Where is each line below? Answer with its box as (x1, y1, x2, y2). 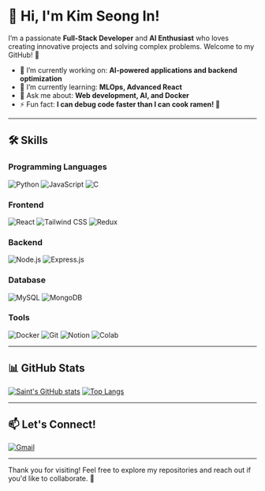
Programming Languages (8, 161, 108, 172)
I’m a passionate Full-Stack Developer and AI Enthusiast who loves (8, 33, 230, 43)
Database (8, 274, 46, 285)
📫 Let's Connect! (8, 418, 96, 432)
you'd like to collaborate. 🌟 (8, 474, 95, 483)
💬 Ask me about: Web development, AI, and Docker (19, 90, 189, 100)
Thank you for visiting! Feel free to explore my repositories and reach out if (8, 466, 251, 475)
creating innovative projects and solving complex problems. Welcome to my (8, 41, 255, 51)
